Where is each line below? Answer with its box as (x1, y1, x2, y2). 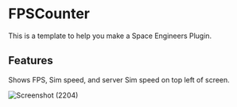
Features (8, 54, 53, 67)
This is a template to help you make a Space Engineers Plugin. (8, 31, 212, 40)
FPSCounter (8, 5, 90, 23)
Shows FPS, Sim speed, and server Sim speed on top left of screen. (8, 75, 231, 84)
